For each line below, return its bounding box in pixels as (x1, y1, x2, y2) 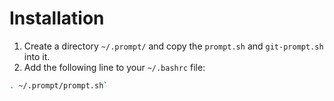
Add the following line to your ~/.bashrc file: (23, 61, 206, 73)
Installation (9, 7, 105, 30)
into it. (23, 50, 51, 62)
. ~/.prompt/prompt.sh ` (9, 80, 109, 91)
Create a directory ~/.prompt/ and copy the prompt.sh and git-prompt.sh (23, 40, 324, 52)
